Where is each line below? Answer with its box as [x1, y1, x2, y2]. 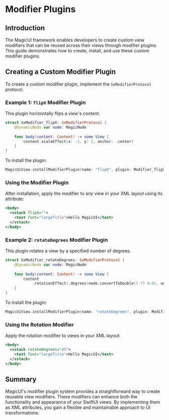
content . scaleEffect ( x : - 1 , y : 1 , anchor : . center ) [23, 139, 134, 144]
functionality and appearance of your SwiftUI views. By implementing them [5, 399, 160, 405]
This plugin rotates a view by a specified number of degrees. [5, 248, 131, 254]
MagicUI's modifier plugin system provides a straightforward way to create [5, 388, 160, 394]
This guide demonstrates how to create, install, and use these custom [5, 48, 150, 53]
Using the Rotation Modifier [5, 321, 74, 328]
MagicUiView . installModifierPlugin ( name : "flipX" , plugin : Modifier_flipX [5, 167, 165, 172]
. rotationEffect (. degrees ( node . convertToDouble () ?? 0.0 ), [32, 281, 158, 286]
